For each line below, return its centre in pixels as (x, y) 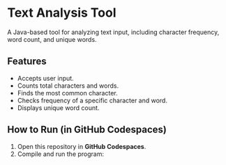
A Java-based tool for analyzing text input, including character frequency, (113, 32)
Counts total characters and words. (68, 86)
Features (27, 62)
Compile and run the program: (61, 154)
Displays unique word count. (58, 108)
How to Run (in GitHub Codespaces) (87, 130)
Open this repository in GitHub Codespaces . (82, 146)
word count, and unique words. (52, 39)
